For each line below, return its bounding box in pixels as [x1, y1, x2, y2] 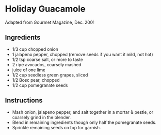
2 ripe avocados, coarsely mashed [12, 61, 81, 67]
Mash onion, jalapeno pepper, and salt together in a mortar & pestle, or [12, 109, 154, 115]
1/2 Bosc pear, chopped [12, 77, 60, 83]
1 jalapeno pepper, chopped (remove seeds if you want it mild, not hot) [12, 51, 154, 57]
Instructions [5, 96, 43, 105]
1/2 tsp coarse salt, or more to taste [12, 57, 83, 62]
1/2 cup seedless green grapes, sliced [12, 72, 88, 78]
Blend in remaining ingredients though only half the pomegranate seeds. [12, 120, 157, 125]
